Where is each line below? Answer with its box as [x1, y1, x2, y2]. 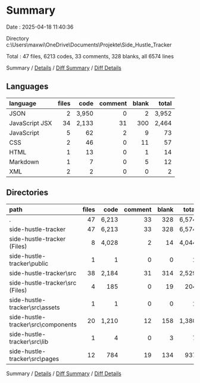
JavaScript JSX [9, 119, 52, 127]
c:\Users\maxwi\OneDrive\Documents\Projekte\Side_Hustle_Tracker [6, 41, 172, 48]
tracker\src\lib [9, 337, 49, 345]
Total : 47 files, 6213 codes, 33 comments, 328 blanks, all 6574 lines [6, 52, 174, 60]
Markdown [9, 157, 39, 166]
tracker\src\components [9, 320, 77, 328]
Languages [6, 82, 49, 92]
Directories [6, 188, 49, 198]
